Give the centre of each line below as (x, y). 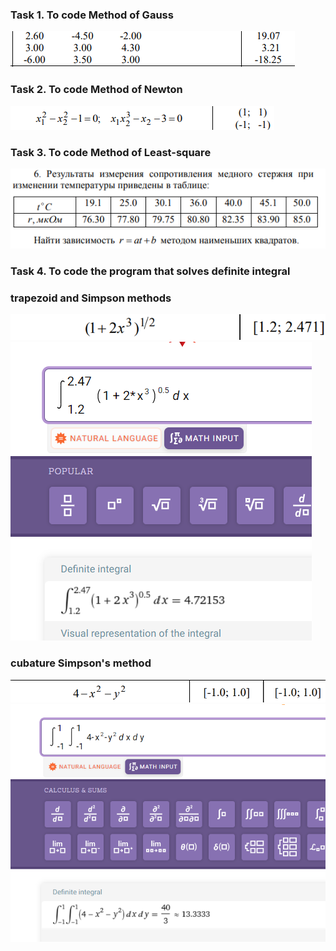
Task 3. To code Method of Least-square (111, 152)
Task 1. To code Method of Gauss (92, 15)
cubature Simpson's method (81, 663)
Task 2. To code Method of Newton (96, 90)
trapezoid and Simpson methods (91, 298)
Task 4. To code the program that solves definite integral (150, 271)
